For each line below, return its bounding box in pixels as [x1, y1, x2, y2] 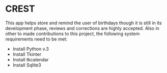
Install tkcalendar [12, 56, 49, 62]
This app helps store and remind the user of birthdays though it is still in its [5, 20, 162, 26]
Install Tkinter [12, 51, 42, 57]
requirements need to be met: [5, 36, 68, 42]
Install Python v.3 [12, 46, 49, 52]
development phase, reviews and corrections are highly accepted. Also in [5, 25, 159, 31]
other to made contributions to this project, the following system [5, 30, 140, 36]
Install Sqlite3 [12, 62, 42, 68]
